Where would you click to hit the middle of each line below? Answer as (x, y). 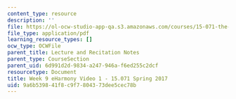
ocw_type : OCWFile (34, 46)
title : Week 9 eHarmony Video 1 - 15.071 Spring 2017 (88, 78)
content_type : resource (42, 14)
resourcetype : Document (42, 72)
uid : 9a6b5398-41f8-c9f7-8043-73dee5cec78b (72, 85)
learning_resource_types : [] (50, 40)
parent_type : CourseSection (48, 59)
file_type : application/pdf (48, 33)
